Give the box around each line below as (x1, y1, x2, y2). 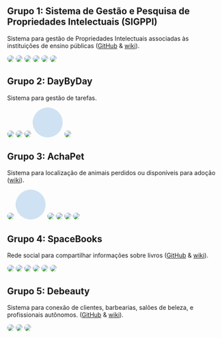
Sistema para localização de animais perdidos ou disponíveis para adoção (7, 169, 216, 177)
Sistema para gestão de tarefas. (7, 94, 97, 102)
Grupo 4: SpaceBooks (7, 233, 102, 245)
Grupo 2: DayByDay (7, 75, 93, 88)
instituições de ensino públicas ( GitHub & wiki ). (7, 41, 140, 50)
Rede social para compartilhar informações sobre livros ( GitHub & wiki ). (7, 251, 209, 259)
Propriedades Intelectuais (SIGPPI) (7, 16, 158, 28)
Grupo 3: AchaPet (7, 151, 85, 163)
